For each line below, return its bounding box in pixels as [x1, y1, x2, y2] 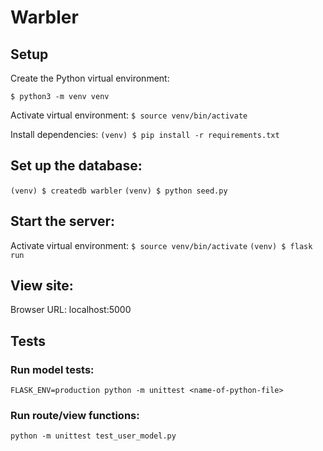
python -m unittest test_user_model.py [10, 431, 177, 441]
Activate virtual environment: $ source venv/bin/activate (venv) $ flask [10, 239, 313, 251]
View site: [10, 277, 74, 295]
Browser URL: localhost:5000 [10, 304, 132, 316]
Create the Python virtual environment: [10, 72, 170, 84]
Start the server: [10, 213, 116, 230]
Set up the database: [10, 157, 143, 175]
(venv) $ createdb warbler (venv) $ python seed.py [10, 186, 228, 196]
